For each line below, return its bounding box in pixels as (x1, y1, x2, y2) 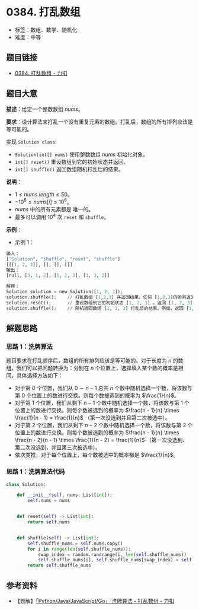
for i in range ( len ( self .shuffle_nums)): (27, 546, 131, 552)
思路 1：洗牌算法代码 (6, 468, 65, 476)
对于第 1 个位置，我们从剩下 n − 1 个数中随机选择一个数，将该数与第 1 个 (14, 399, 190, 406)
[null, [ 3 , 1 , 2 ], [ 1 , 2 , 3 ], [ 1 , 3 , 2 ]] (6, 272, 110, 279)
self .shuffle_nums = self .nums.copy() (27, 541, 123, 547)
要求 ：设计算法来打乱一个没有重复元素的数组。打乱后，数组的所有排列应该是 (6, 118, 193, 125)
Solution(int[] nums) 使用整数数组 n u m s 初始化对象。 (14, 151, 149, 158)
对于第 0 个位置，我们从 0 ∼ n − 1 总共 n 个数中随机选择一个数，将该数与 (14, 385, 192, 392)
